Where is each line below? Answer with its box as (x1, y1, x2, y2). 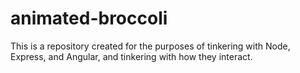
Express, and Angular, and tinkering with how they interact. (10, 50, 253, 62)
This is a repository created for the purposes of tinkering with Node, (10, 40, 291, 52)
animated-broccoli (10, 7, 168, 30)
